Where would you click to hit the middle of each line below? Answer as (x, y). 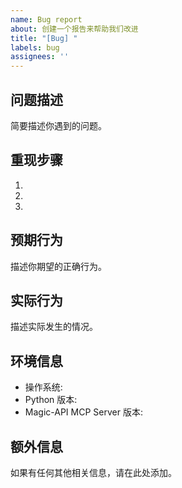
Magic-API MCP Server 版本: (83, 412)
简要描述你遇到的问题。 (58, 125)
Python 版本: (51, 400)
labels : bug (35, 47)
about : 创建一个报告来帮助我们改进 (74, 29)
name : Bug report (46, 19)
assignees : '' (40, 57)
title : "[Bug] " (44, 38)
